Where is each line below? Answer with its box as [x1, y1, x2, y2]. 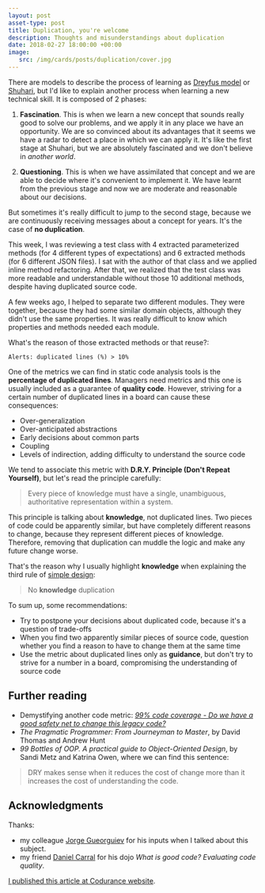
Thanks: [8, 820, 35, 830]
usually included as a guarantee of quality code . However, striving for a [8, 383, 242, 393]
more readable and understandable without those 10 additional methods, [8, 273, 245, 283]
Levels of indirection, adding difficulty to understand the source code [19, 449, 246, 459]
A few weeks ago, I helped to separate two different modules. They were [8, 297, 245, 306]
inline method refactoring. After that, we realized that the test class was [8, 264, 241, 274]
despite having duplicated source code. [8, 282, 138, 291]
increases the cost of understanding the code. [27, 776, 179, 785]
